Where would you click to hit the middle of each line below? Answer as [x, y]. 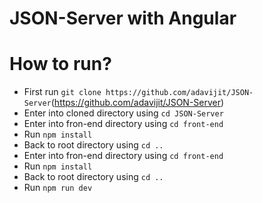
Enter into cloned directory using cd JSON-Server [123, 113]
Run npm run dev [58, 188]
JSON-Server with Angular [123, 18]
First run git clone [62, 92]
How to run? [60, 64]
